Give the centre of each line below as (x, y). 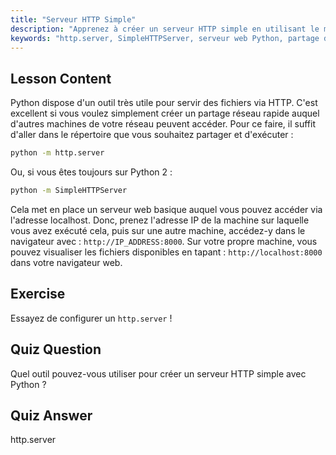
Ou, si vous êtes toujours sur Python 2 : (91, 172)
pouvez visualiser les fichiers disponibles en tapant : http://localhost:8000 (166, 252)
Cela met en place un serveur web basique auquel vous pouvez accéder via (166, 209)
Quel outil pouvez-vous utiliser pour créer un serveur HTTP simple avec (158, 373)
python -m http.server (57, 153)
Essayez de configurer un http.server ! (91, 318)
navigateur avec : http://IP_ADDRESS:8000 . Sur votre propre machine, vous (164, 241)
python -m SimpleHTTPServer (69, 191)
